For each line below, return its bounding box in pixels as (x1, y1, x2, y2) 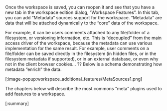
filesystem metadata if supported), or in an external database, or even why (5, 56, 159, 61)
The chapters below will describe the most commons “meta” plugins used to (5, 86, 162, 91)
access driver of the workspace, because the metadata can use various (5, 40, 153, 46)
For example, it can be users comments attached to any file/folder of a (5, 30, 150, 35)
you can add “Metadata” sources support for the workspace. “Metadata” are (5, 15, 162, 20)
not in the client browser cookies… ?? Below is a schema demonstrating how (5, 61, 163, 67)
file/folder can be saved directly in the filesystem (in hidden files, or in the (5, 51, 157, 56)
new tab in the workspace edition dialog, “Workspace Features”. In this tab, (5, 9, 160, 15)
